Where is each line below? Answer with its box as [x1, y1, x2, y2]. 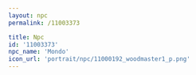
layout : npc [8, 11, 48, 20]
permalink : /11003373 [8, 19, 80, 27]
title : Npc [8, 33, 45, 41]
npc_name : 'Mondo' [8, 48, 69, 56]
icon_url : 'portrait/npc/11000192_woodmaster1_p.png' [8, 55, 191, 63]
